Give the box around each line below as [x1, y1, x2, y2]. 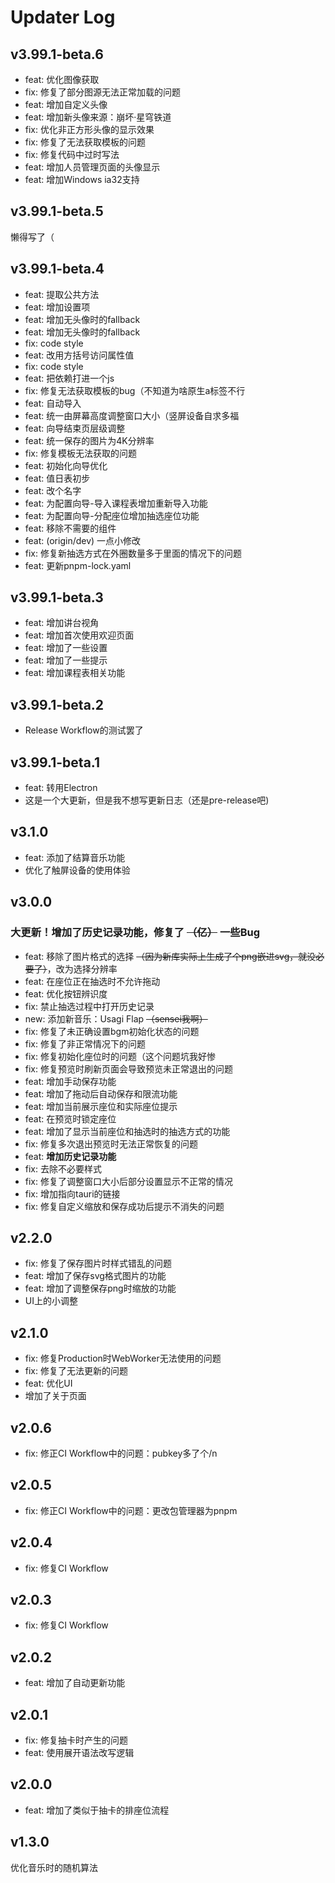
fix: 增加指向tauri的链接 [24, 1187, 121, 1200]
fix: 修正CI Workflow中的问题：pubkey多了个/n [24, 1447, 218, 1459]
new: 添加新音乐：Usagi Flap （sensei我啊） [24, 1012, 208, 1025]
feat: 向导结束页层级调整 [24, 422, 126, 434]
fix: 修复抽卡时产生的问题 [24, 1734, 128, 1746]
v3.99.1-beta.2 [10, 696, 105, 713]
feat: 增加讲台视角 [24, 617, 100, 629]
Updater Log [10, 6, 116, 29]
